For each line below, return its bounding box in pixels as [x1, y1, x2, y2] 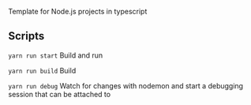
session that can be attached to [8, 89, 111, 99]
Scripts [8, 29, 45, 43]
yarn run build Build [8, 66, 77, 75]
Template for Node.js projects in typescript [8, 7, 148, 16]
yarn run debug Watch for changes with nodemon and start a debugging [8, 81, 243, 90]
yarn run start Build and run [8, 51, 103, 60]
